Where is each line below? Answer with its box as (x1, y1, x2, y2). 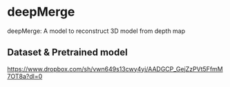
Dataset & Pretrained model (7, 47, 128, 58)
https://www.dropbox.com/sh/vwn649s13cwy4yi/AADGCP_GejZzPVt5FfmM (7, 64, 223, 73)
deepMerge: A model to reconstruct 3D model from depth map (7, 27, 186, 35)
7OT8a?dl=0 (7, 72, 43, 80)
